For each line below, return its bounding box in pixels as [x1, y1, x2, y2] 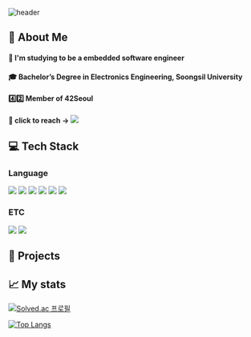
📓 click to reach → [8, 115, 70, 125]
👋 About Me [8, 30, 68, 44]
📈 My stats [8, 277, 67, 291]
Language [8, 168, 49, 179]
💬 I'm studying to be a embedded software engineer [8, 53, 184, 62]
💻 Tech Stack [8, 140, 79, 154]
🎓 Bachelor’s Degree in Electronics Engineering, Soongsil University [8, 72, 243, 82]
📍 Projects [8, 249, 61, 263]
